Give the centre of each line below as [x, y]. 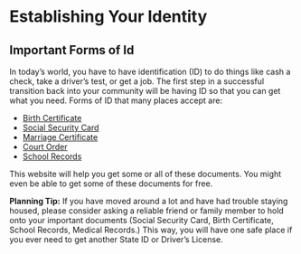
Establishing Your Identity [108, 17]
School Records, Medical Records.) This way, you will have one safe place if [151, 230]
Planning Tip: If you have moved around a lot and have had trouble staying [149, 201]
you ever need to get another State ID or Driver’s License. [116, 240]
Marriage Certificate [60, 137]
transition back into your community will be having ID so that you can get [145, 91]
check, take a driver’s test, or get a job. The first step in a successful [137, 81]
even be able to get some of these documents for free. [111, 183]
